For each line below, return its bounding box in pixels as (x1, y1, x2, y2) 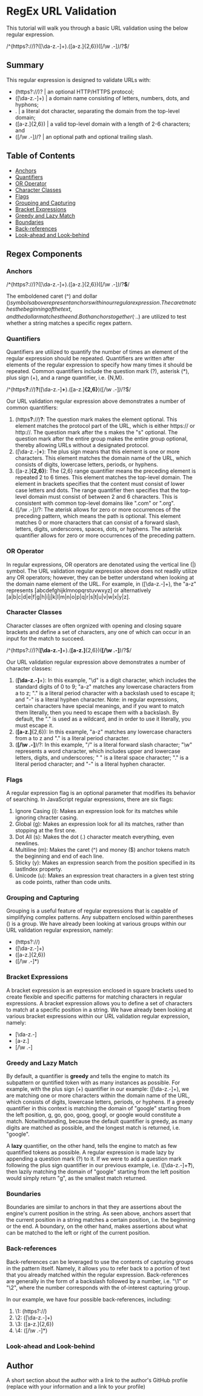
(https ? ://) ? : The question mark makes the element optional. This (15, 416, 178, 423)
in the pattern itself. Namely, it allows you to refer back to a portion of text (6, 1264, 190, 1272)
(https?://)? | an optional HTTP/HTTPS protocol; (15, 88, 135, 95)
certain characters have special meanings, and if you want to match (15, 702, 185, 709)
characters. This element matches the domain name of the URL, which (15, 454, 191, 462)
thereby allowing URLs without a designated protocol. (15, 442, 149, 449)
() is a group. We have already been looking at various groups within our (6, 920, 187, 928)
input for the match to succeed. (6, 635, 85, 642)
